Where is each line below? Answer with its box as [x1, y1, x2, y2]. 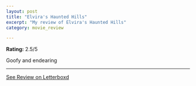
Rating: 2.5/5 [6, 46, 38, 53]
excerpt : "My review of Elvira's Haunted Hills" [6, 19, 127, 25]
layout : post [6, 8, 38, 15]
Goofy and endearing [6, 57, 57, 64]
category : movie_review [6, 24, 64, 31]
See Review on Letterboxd [6, 74, 69, 81]
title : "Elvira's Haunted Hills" [6, 14, 87, 20]
